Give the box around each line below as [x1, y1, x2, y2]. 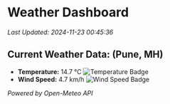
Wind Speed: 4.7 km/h [17, 75, 85, 83]
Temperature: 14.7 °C [17, 67, 82, 76]
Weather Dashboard [7, 4, 129, 21]
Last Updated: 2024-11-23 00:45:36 [7, 28, 114, 36]
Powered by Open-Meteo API [7, 88, 94, 97]
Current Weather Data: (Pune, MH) [7, 48, 164, 61]
